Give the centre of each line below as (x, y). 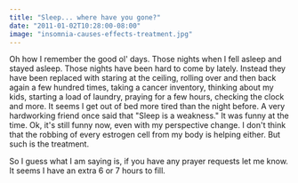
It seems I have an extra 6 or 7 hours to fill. (88, 171)
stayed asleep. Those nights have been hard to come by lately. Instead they (148, 68)
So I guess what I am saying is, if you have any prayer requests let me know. (149, 162)
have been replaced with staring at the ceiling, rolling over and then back (143, 78)
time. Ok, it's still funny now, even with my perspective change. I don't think (148, 125)
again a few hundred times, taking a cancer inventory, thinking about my (141, 88)
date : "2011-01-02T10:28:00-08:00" (75, 26)
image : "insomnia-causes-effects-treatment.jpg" (101, 34)
